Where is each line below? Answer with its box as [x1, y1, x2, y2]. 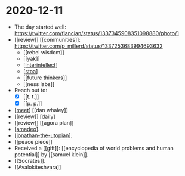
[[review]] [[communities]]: [14, 36, 81, 43]
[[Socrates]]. [14, 158, 46, 165]
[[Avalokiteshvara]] [14, 163, 61, 171]
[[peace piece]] [14, 138, 53, 146]
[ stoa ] [23, 67, 38, 75]
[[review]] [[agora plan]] [14, 119, 74, 126]
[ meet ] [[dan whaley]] [14, 107, 68, 114]
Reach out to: [14, 87, 48, 94]
